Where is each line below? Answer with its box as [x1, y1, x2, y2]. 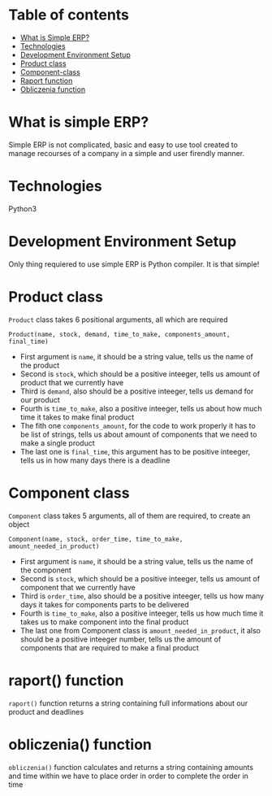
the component [19, 565, 71, 575]
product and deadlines [8, 707, 84, 716]
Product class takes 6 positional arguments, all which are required [8, 315, 228, 324]
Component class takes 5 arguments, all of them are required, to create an [8, 511, 251, 520]
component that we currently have [19, 582, 136, 592]
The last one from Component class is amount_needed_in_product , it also [19, 625, 261, 635]
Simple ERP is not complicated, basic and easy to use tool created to [8, 140, 238, 150]
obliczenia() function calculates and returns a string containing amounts [8, 762, 254, 772]
